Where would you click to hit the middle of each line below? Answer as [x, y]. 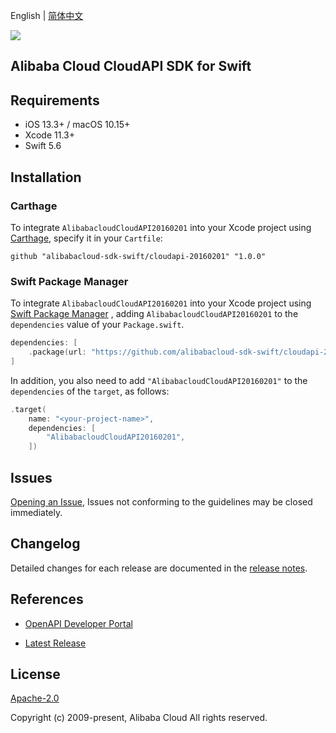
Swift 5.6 [43, 146]
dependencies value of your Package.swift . [97, 325]
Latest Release [55, 643]
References [47, 599]
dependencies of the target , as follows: [90, 391]
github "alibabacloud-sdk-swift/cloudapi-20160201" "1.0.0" [138, 256]
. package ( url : [57, 352]
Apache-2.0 [35, 698]
